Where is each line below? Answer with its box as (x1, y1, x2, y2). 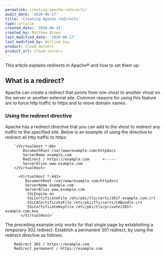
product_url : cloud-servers (5, 48, 63, 53)
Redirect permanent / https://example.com (14, 246, 103, 251)
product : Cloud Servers (5, 44, 54, 49)
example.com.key (5, 209, 39, 213)
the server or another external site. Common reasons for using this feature (5, 95, 157, 101)
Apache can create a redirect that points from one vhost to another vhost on (5, 89, 161, 95)
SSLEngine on (27, 191, 54, 196)
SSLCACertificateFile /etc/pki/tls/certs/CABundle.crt (27, 200, 142, 205)
